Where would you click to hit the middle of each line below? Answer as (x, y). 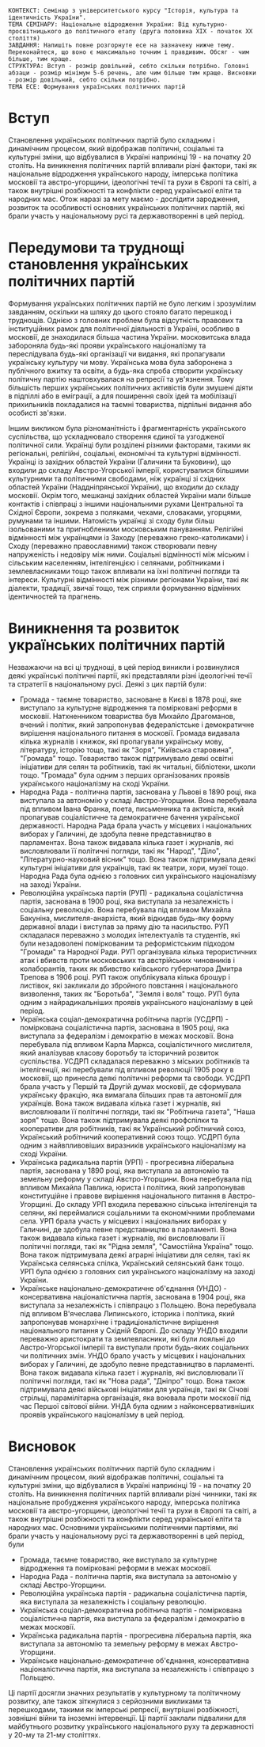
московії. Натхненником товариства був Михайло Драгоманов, (127, 716)
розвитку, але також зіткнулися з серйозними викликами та (110, 1701)
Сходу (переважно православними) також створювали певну (113, 546)
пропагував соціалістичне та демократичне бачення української (129, 817)
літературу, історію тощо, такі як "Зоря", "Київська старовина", (126, 750)
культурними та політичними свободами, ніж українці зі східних (117, 478)
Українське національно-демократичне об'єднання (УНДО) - (123, 1288)
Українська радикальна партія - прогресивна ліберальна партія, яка (135, 1635)
